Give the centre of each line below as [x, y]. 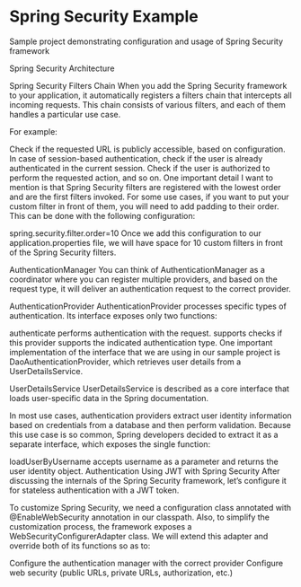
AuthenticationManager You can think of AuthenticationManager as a [137, 269]
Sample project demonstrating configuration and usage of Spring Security [146, 41]
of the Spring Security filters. [63, 252]
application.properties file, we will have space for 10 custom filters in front [146, 242]
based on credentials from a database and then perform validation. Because [150, 425]
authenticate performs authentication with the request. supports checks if [146, 333]
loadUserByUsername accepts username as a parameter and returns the [144, 461]
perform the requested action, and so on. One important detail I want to [142, 178]
